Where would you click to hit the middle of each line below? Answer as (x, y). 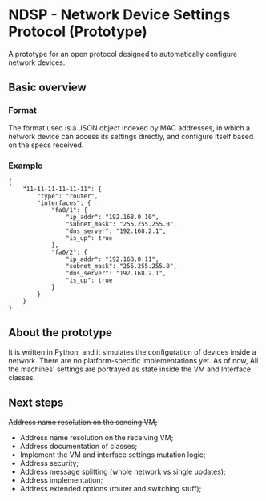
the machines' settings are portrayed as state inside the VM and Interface (129, 369)
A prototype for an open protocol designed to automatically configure (123, 54)
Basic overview (47, 88)
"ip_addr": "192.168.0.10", (112, 217)
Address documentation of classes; (79, 446)
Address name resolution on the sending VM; (83, 422)
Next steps (36, 403)
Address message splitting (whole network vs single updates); (123, 471)
